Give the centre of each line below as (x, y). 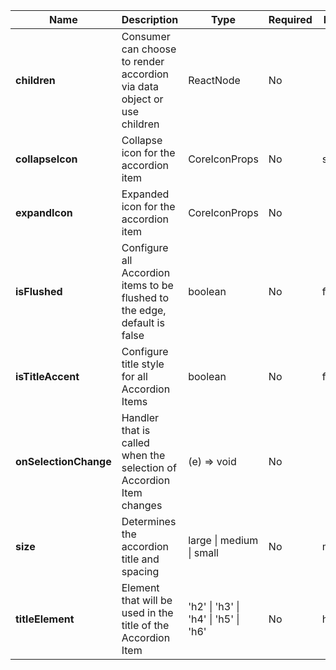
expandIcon (44, 212)
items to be (147, 285)
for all (134, 376)
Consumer (146, 36)
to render (143, 61)
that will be (147, 600)
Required (290, 19)
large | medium (223, 540)
